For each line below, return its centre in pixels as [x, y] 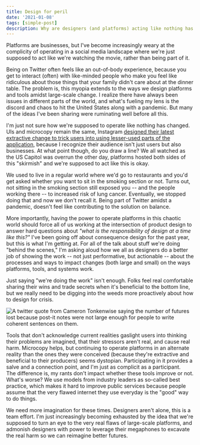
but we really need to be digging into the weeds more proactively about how [100, 293]
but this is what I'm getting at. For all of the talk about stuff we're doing [93, 244]
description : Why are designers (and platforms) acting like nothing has [100, 28]
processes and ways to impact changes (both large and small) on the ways [99, 262]
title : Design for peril [37, 12]
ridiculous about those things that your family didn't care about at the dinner [100, 82]
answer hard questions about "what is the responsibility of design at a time [99, 231]
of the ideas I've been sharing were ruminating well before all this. [87, 114]
